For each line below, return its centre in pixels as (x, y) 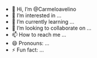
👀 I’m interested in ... (36, 15)
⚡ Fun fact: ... (28, 50)
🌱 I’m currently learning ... (43, 22)
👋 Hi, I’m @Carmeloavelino (44, 9)
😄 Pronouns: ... (31, 43)
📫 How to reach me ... (39, 35)
